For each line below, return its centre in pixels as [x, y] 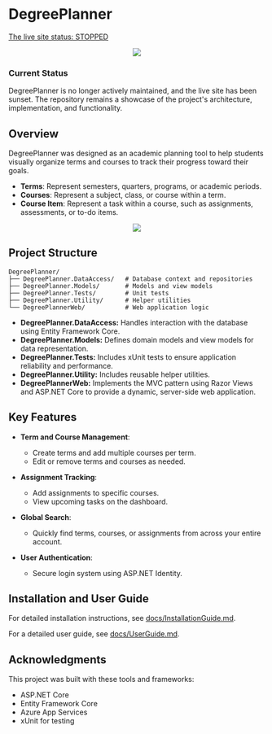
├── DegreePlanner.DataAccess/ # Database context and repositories [131, 279]
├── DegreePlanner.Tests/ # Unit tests [89, 293]
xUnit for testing [47, 721]
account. [47, 541]
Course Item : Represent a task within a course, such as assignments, [137, 203]
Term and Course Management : [75, 437]
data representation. [54, 348]
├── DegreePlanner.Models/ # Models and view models [111, 286]
